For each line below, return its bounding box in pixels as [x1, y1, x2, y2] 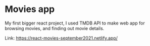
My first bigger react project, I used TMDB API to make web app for [5, 20, 145, 26]
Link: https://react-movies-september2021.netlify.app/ [5, 35, 118, 41]
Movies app [5, 3, 55, 15]
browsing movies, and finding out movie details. [5, 25, 105, 31]
